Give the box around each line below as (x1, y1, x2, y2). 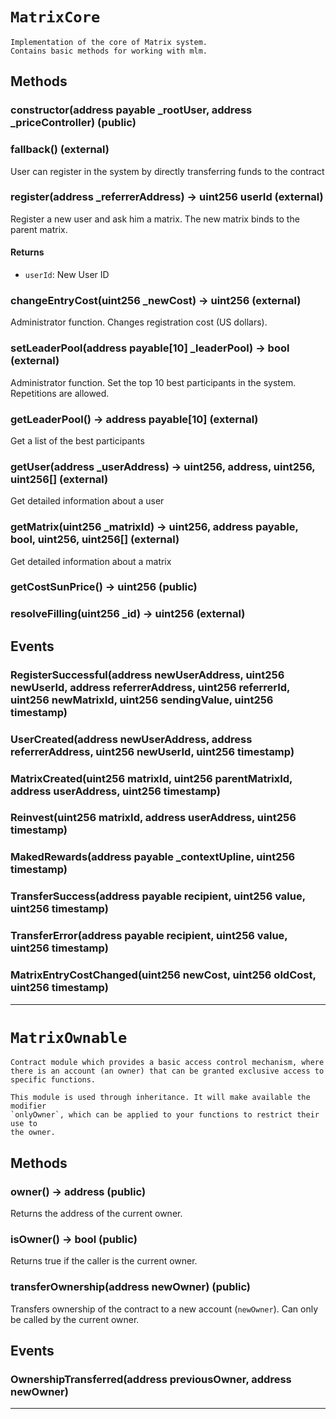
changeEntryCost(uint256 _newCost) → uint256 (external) (10, 293, 302, 307)
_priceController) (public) (10, 116, 137, 130)
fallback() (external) (10, 143, 110, 157)
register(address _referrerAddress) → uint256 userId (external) (10, 190, 324, 204)
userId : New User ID (24, 269, 110, 281)
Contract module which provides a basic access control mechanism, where (10, 1058, 325, 1068)
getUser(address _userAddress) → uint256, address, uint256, (10, 459, 316, 473)
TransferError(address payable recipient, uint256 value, (10, 929, 288, 943)
